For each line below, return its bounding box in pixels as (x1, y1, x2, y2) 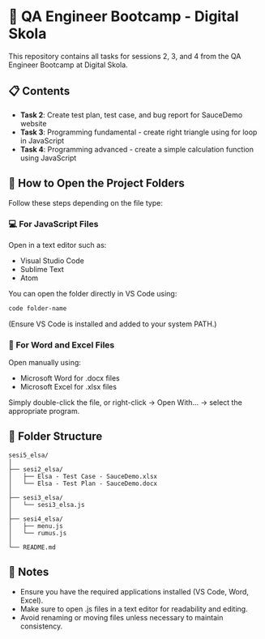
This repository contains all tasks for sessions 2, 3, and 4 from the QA (8, 51, 241, 61)
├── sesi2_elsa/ (8, 465, 63, 473)
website (19, 118, 47, 128)
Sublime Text (19, 264, 65, 274)
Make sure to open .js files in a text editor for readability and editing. (19, 603, 249, 614)
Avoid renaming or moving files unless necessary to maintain (19, 612, 224, 622)
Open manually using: (8, 358, 81, 368)
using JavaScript (19, 153, 77, 163)
